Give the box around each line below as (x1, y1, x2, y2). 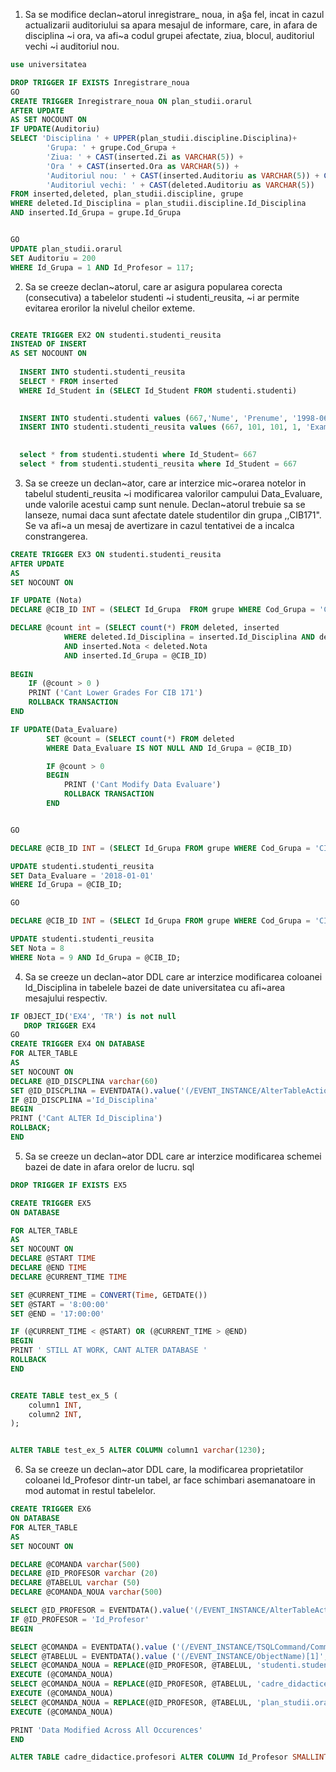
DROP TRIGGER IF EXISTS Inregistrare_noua (10, 77, 190, 88)
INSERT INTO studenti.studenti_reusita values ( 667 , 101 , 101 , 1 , (19, 422, 302, 433)
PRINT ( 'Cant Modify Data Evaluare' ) (63, 780, 222, 790)
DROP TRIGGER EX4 (23, 1020, 97, 1031)
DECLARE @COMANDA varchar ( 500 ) (10, 1559, 141, 1569)
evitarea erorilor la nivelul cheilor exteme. (24, 302, 196, 314)
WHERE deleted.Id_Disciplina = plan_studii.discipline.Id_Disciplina (10, 199, 307, 209)
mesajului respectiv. (24, 992, 108, 1004)
